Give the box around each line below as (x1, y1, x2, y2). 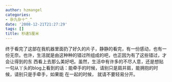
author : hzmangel (5, 7, 42, 13)
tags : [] (5, 26, 24, 32)
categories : (5, 12, 31, 17)
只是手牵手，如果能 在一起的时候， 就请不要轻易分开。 (23, 71, 138, 77)
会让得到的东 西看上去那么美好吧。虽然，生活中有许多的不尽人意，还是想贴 (5, 59, 164, 64)
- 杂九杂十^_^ (5, 17, 32, 22)
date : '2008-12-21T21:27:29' (5, 21, 68, 27)
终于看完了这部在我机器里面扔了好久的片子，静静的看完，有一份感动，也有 (5, 46, 162, 51)
